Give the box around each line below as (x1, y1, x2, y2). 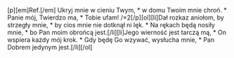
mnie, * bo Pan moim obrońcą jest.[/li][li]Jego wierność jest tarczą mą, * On (7, 28, 227, 36)
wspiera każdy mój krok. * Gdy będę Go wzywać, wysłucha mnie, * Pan (7, 36, 215, 44)
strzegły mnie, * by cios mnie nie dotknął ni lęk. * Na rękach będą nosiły (7, 21, 216, 29)
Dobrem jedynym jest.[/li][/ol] (7, 43, 93, 51)
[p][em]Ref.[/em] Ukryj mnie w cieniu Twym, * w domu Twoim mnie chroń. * (7, 6, 227, 14)
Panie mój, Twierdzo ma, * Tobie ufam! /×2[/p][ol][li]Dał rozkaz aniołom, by (7, 13, 225, 22)
